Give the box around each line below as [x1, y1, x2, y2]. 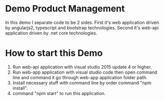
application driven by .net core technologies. [5, 30, 98, 36]
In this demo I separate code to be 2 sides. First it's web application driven [5, 19, 159, 25]
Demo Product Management [5, 3, 125, 14]
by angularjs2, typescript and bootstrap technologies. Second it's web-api [5, 24, 159, 30]
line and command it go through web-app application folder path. [12, 74, 147, 80]
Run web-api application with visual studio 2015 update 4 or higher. [12, 64, 152, 70]
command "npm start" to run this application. [12, 90, 106, 96]
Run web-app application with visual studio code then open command [12, 69, 157, 75]
